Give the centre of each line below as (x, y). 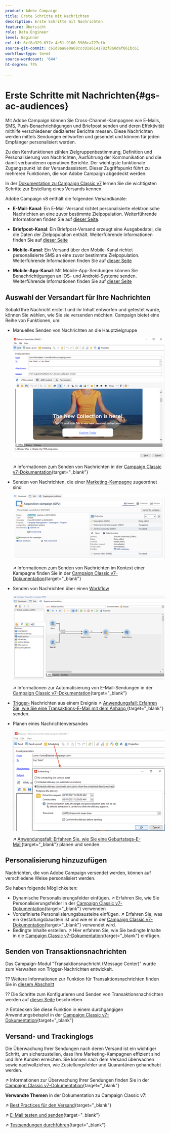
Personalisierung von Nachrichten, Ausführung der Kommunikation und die (83, 157)
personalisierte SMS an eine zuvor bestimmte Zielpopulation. (76, 255)
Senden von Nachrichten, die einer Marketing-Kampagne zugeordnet (85, 482)
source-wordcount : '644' (31, 59)
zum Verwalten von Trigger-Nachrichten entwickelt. (59, 969)
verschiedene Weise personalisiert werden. (50, 878)
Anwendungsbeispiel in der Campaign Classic (53, 1015)
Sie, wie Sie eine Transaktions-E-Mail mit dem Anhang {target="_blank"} (88, 708)
